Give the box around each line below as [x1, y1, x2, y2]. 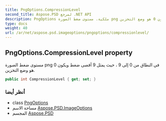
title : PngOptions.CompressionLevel [5, 7, 81, 12]
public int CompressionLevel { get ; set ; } [5, 76, 96, 82]
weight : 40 [5, 26, 28, 31]
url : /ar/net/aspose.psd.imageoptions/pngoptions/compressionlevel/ [5, 30, 149, 35]
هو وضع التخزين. [5, 67, 36, 73]
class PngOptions [12, 100, 48, 106]
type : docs [5, 21, 28, 26]
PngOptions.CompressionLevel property [5, 49, 133, 57]
